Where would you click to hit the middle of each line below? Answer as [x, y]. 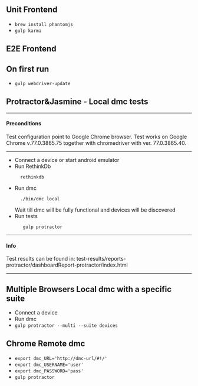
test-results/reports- [101, 259]
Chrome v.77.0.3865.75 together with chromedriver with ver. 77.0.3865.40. [96, 143]
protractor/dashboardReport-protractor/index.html [67, 265]
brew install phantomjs [44, 24]
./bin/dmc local [40, 199]
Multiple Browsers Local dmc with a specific [89, 289]
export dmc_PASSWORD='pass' [49, 371]
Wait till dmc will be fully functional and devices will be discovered [95, 210]
